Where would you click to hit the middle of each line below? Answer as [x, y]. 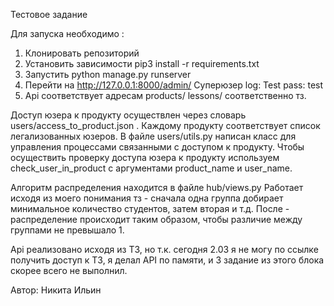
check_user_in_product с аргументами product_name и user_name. [151, 168]
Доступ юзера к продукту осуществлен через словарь [128, 115]
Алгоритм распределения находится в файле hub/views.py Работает [157, 187]
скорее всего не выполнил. [69, 270]
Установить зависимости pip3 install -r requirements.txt [142, 63]
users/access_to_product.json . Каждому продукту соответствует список [165, 125]
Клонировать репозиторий [82, 53]
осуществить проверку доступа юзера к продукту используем [145, 157]
